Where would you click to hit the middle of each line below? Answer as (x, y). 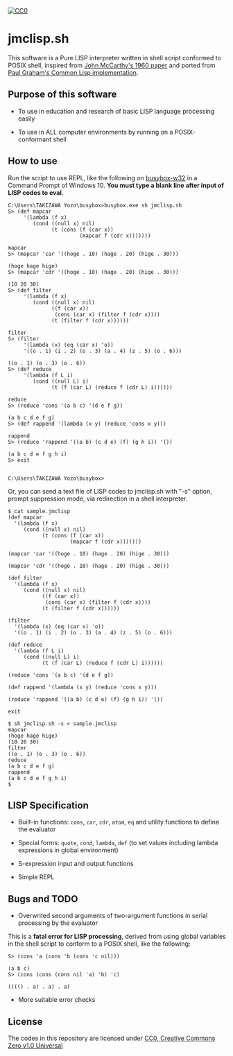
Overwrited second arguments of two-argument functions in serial (113, 916)
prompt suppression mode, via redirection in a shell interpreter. (98, 499)
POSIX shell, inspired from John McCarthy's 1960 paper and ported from (112, 65)
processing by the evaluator (58, 923)
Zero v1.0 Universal (35, 1046)
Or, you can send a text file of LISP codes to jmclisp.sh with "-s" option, (110, 491)
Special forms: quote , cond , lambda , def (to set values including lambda (118, 843)
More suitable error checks (57, 1000)
